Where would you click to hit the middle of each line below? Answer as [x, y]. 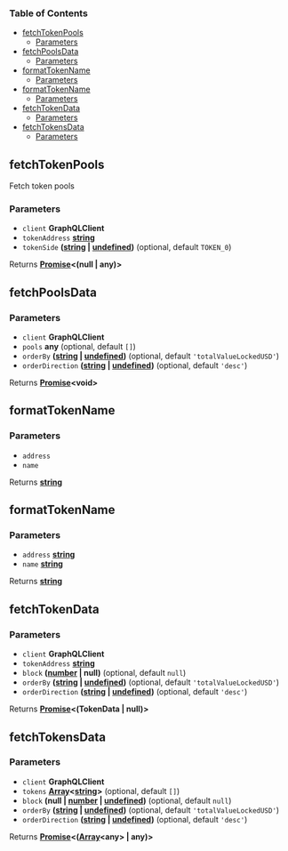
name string [43, 564]
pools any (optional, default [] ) [79, 347]
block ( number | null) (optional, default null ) [104, 673]
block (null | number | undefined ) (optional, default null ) [127, 800]
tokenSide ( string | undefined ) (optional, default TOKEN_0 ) [127, 247]
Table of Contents [49, 13]
